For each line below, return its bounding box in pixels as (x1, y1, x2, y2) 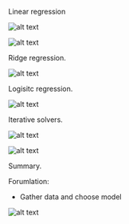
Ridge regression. (8, 53, 66, 62)
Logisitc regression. (8, 84, 73, 93)
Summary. (8, 161, 42, 171)
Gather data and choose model (19, 192, 122, 202)
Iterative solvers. (8, 115, 64, 124)
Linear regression (8, 7, 66, 16)
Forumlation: (8, 177, 49, 186)
